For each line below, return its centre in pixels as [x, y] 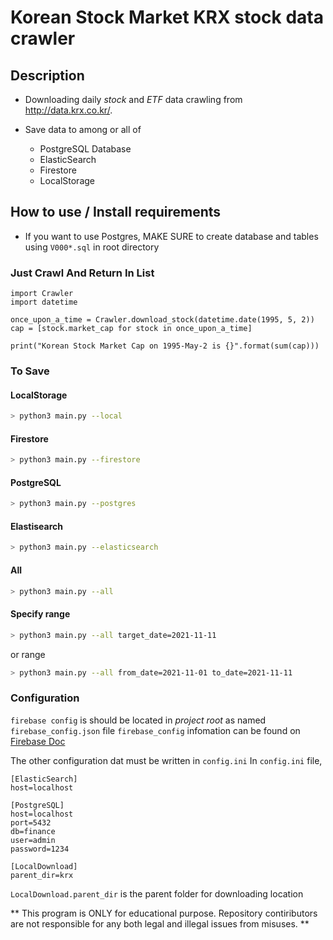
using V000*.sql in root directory [92, 247]
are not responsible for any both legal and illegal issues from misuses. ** [160, 923]
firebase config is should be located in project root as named [138, 720]
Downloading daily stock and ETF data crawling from [133, 99]
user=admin [33, 840]
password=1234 [40, 849]
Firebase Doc [38, 741]
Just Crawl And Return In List [82, 273]
